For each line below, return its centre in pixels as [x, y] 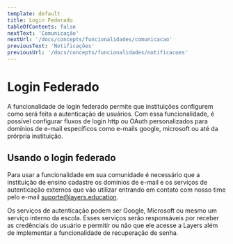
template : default [34, 14]
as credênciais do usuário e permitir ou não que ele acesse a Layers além [113, 225]
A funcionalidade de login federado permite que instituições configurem [110, 106]
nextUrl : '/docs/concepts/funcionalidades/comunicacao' [90, 40]
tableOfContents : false [42, 26]
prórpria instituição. [35, 136]
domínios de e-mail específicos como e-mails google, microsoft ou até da [113, 128]
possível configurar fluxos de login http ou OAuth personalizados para [108, 121]
